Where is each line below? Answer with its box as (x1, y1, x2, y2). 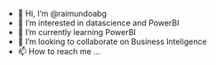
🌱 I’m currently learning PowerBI (17, 27, 136, 37)
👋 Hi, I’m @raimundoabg (17, 9, 107, 18)
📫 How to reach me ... (17, 47, 100, 56)
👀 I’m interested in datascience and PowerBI (17, 18, 180, 28)
